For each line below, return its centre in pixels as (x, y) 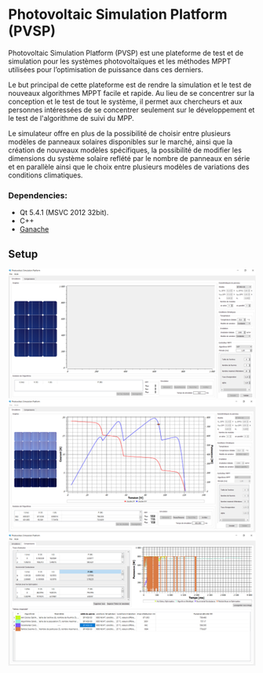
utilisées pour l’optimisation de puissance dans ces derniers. (106, 69)
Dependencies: (38, 196)
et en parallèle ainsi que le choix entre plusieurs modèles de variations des (129, 166)
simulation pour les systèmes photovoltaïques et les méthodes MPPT (120, 61)
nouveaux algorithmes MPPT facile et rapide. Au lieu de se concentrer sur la (131, 93)
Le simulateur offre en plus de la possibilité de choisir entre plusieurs (120, 133)
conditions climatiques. (46, 175)
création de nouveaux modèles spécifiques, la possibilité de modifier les (125, 150)
